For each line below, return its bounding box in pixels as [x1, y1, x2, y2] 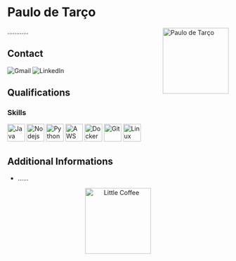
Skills [7, 108, 27, 118]
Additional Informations [7, 155, 114, 167]
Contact [7, 48, 44, 60]
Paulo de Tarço [7, 4, 96, 20]
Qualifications [7, 87, 71, 99]
